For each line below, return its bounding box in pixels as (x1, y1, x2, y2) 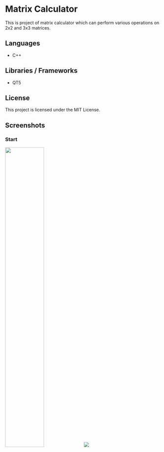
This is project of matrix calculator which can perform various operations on (5, 20, 160, 26)
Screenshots (5, 121, 45, 129)
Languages (5, 39, 40, 48)
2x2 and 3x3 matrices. (5, 25, 51, 30)
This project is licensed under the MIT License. (5, 107, 100, 113)
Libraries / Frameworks (5, 66, 78, 75)
